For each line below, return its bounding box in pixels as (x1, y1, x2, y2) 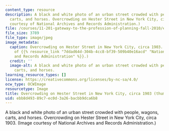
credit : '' (10, 58, 33, 63)
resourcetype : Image (5, 86, 49, 91)
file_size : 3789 (5, 30, 39, 35)
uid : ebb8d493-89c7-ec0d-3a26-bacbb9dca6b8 (5, 95, 98, 100)
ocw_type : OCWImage (5, 81, 46, 86)
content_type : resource (5, 7, 55, 12)
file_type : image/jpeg (5, 35, 53, 40)
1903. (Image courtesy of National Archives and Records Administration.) (5, 120, 156, 126)
